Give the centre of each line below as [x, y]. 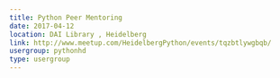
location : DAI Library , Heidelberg [78, 34]
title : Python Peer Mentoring [66, 17]
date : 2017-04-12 [42, 26]
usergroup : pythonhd [48, 51]
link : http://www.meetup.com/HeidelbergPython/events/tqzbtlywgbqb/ [140, 43]
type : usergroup [40, 59]
